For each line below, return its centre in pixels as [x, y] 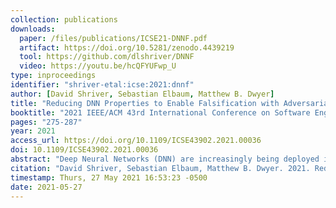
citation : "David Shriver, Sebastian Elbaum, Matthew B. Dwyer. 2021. [160, 168]
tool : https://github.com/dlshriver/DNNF [107, 57]
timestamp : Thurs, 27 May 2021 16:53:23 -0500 [109, 177]
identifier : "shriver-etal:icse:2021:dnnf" [102, 85]
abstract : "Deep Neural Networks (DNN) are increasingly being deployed [165, 159]
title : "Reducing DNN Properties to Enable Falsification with [145, 103]
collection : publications [64, 19]
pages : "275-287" [46, 122]
